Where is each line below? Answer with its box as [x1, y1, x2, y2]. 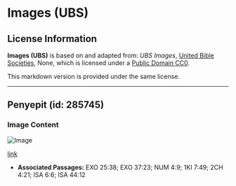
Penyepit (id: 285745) [7, 99, 104, 111]
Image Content [7, 120, 60, 130]
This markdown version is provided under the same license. [7, 72, 181, 80]
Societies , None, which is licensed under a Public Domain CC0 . [7, 59, 190, 67]
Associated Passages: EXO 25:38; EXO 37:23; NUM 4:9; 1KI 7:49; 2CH [17, 163, 223, 171]
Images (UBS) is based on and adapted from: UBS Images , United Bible [7, 51, 214, 59]
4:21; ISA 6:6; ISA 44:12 [17, 170, 86, 179]
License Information [7, 33, 97, 45]
